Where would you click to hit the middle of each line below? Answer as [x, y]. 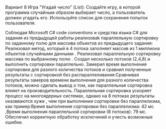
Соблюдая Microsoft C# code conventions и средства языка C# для [76, 32]
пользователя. [20, 23]
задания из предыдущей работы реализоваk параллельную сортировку [82, 38]
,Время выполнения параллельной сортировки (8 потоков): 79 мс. [76, 112]
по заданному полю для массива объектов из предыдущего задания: [79, 43]
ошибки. [14, 122]
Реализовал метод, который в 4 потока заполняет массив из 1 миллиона [83, 48]
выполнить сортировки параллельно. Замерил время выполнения [76, 64]
